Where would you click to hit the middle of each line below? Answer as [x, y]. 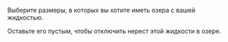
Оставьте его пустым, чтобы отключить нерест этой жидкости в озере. [114, 31]
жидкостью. [26, 17]
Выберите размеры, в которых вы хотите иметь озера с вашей [101, 10]
